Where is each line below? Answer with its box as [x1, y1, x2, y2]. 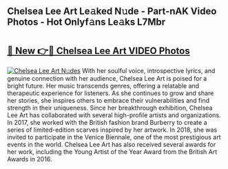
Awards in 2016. [7, 155, 52, 163]
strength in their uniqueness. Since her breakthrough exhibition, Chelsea [7, 103, 213, 112]
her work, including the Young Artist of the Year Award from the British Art [7, 148, 218, 156]
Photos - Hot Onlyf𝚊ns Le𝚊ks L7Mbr [7, 17, 166, 28]
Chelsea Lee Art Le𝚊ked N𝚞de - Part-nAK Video [7, 6, 217, 17]
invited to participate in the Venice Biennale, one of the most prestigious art [7, 133, 222, 141]
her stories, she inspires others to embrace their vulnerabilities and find [7, 97, 210, 104]
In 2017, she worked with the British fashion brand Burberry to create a [7, 119, 208, 126]
